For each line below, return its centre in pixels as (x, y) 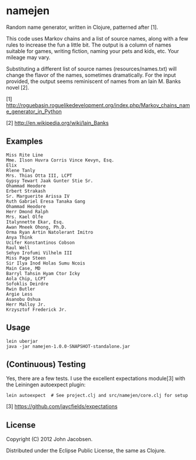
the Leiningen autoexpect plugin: (46, 385)
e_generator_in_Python (34, 111)
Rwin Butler (21, 289)
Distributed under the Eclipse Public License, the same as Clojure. (86, 451)
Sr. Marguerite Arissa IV (38, 196)
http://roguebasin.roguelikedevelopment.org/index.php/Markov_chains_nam (98, 105)
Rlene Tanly (21, 170)
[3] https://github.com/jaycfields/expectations (62, 406)
